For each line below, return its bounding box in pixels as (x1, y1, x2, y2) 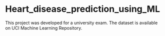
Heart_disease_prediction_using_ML (5, 3, 160, 15)
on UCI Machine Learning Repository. (5, 25, 82, 31)
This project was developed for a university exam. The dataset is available (5, 20, 158, 26)
